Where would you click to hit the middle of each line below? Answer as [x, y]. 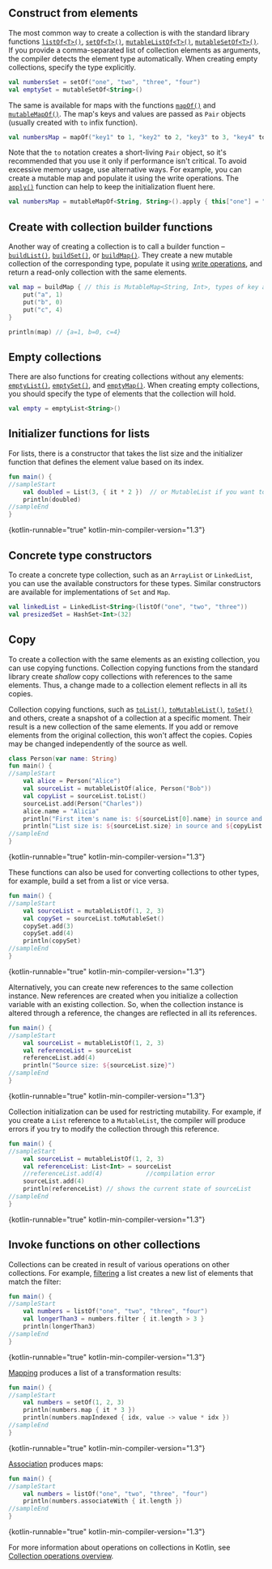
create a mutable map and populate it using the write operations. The [123, 178]
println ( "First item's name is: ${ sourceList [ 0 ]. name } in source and [143, 819]
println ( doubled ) [52, 500]
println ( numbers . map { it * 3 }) [79, 1410]
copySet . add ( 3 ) [49, 926]
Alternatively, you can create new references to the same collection [121, 987]
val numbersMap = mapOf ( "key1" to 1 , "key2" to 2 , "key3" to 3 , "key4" [132, 137]
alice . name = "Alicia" [61, 811]
